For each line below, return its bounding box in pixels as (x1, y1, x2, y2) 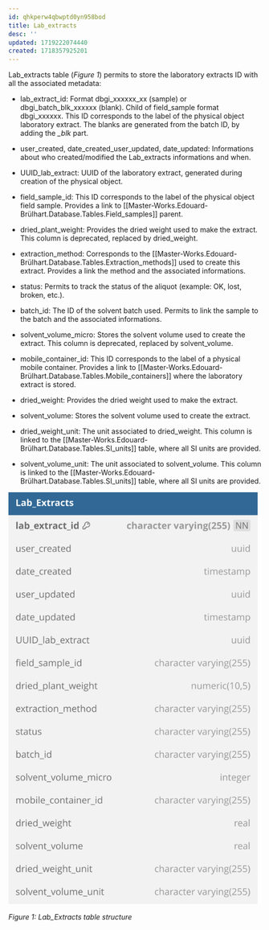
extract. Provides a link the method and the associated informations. (19, 266, 247, 276)
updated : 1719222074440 (8, 39, 88, 47)
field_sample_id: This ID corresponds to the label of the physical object (19, 192, 255, 202)
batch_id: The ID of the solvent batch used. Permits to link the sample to (19, 306, 259, 315)
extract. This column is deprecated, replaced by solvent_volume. (19, 339, 234, 348)
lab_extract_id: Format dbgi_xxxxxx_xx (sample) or (19, 94, 187, 104)
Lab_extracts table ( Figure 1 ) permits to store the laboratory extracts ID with (8, 70, 259, 80)
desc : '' (8, 30, 38, 38)
